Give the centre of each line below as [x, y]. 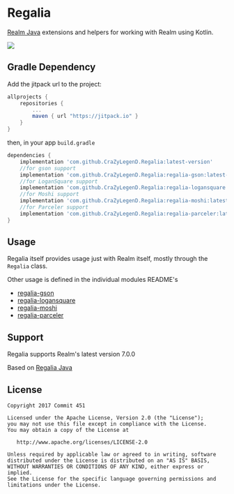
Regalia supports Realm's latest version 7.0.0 [71, 354]
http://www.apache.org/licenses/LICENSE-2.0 [82, 442]
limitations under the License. [54, 485]
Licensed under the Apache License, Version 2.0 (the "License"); [106, 418]
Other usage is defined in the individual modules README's [93, 280]
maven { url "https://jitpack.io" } [85, 117]
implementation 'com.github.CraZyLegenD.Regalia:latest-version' [117, 162]
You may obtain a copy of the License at [68, 431]
